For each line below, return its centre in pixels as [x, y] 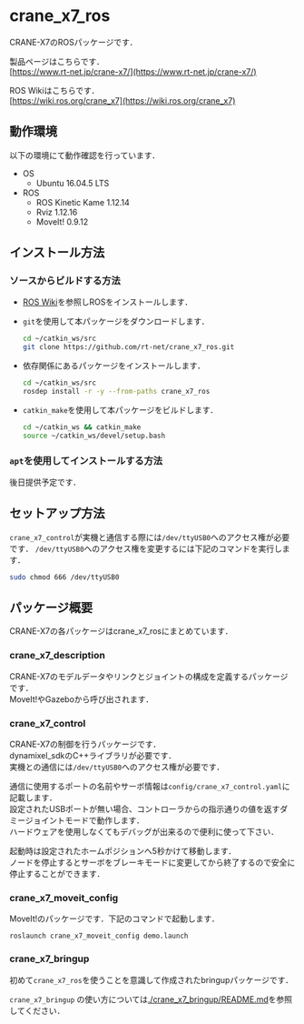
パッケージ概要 [51, 608]
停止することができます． [57, 874]
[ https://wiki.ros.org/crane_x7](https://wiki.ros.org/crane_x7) [123, 100]
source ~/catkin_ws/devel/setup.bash [94, 436]
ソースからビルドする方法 [65, 281]
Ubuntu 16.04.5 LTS [73, 183]
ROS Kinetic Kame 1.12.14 [83, 202]
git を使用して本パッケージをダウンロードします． [116, 321]
